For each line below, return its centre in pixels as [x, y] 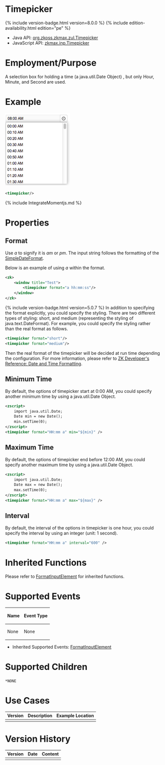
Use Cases [28, 700]
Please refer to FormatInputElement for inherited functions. [65, 576]
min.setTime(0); [31, 422]
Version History [38, 739]
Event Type [36, 616]
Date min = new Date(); [38, 417]
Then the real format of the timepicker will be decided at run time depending [82, 353]
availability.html [21, 28]
